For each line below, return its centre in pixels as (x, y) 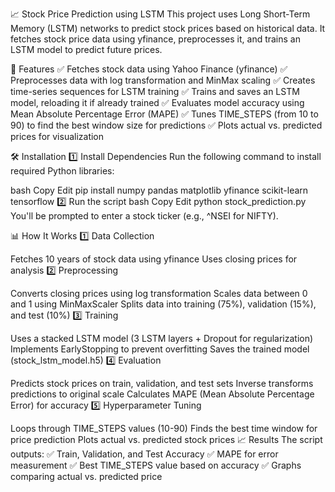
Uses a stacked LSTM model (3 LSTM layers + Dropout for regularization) (162, 338)
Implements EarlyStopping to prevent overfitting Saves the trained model (160, 349)
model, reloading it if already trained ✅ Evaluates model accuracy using (157, 102)
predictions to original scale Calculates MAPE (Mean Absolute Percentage (162, 394)
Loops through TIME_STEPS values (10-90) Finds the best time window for (164, 428)
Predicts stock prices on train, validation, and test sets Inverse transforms (162, 383)
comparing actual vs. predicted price (86, 476)
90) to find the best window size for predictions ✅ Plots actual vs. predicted (166, 125)
